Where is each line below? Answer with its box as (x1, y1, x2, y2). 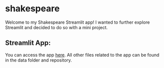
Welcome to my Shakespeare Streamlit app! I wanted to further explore (5, 19, 150, 25)
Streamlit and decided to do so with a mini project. (5, 24, 108, 30)
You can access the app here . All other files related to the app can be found (5, 52, 160, 58)
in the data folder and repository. (5, 57, 72, 63)
